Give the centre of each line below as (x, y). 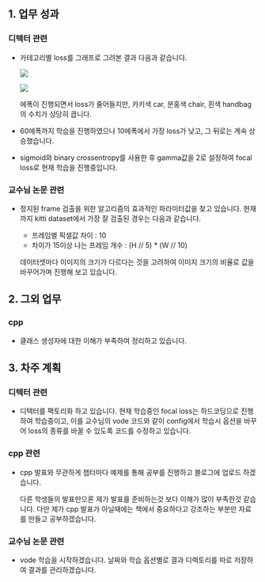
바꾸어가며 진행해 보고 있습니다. (68, 272)
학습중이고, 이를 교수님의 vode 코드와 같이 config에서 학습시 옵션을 (138, 421)
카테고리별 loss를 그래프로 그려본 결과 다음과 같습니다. (103, 57)
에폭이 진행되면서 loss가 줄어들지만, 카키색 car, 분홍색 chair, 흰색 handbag (135, 104)
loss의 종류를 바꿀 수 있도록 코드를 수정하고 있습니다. (110, 431)
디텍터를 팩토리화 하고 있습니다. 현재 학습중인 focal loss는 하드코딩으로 (129, 411)
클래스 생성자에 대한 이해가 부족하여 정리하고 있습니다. (103, 340)
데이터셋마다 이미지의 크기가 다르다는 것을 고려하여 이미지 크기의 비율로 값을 (137, 262)
